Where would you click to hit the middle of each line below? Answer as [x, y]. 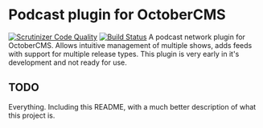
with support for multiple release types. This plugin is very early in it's [124, 54]
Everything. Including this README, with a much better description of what [132, 106]
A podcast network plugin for [197, 37]
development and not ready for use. [68, 62]
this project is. [32, 115]
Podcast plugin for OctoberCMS [117, 15]
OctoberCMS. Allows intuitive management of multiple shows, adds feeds [130, 45]
